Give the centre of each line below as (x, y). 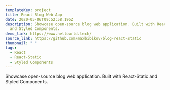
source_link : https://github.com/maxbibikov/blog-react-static (73, 39)
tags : (11, 48)
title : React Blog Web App (34, 15)
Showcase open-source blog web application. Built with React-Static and (81, 76)
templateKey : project (28, 10)
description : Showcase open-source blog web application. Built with (80, 24)
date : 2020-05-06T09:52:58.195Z (39, 19)
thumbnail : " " (21, 43)
